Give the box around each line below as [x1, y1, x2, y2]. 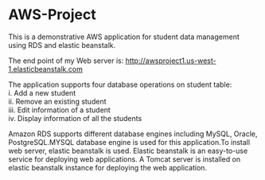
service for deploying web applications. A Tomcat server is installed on [8, 154, 241, 164]
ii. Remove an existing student [8, 96, 107, 106]
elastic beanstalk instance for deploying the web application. [8, 162, 208, 172]
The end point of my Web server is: [8, 56, 124, 65]
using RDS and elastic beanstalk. [8, 40, 116, 49]
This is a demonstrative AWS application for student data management [8, 32, 240, 41]
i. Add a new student [8, 88, 76, 97]
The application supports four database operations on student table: [8, 80, 232, 89]
